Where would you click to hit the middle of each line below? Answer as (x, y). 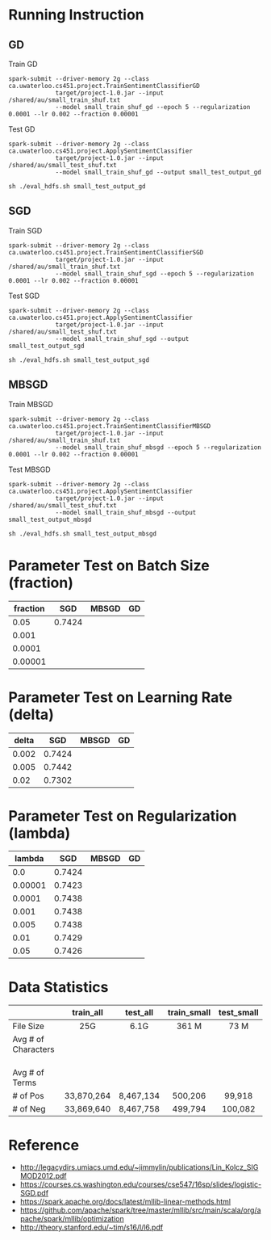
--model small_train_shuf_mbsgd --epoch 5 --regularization (158, 447)
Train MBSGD (31, 404)
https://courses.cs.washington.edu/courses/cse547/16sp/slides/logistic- (141, 1184)
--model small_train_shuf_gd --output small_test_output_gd (158, 172)
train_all (88, 1013)
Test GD (22, 129)
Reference (44, 1145)
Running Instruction (77, 15)
